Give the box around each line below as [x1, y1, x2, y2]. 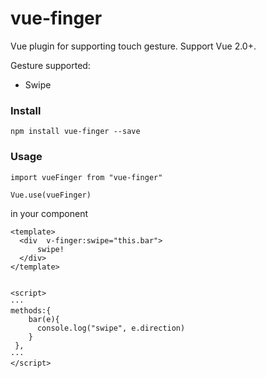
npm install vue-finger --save [10, 127, 141, 137]
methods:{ [10, 305, 52, 316]
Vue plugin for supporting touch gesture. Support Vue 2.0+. [10, 40, 257, 52]
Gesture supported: [10, 59, 91, 71]
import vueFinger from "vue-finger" [10, 172, 163, 182]
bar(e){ [28, 314, 60, 324]
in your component [10, 207, 88, 219]
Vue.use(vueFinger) [10, 190, 92, 200]
